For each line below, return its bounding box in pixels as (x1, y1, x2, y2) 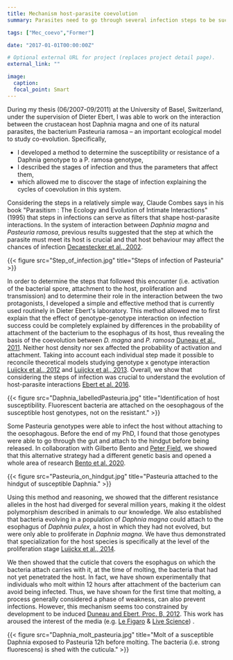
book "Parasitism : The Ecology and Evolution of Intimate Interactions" (7, 205, 208, 214)
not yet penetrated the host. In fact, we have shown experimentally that (7, 573, 211, 581)
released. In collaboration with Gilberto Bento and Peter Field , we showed (7, 443, 217, 452)
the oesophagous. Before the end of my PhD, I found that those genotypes (7, 429, 221, 437)
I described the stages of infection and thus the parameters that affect (17, 162, 218, 171)
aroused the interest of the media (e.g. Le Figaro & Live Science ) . (7, 617, 195, 625)
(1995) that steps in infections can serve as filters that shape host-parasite (7, 213, 220, 221)
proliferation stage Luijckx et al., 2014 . (7, 544, 116, 552)
